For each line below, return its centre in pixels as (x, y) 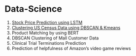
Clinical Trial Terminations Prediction (49, 43)
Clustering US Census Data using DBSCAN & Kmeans (66, 27)
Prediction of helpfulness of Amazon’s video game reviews (71, 48)
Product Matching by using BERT (45, 33)
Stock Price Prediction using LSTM (47, 22)
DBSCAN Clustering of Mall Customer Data (55, 38)
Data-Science (33, 9)
